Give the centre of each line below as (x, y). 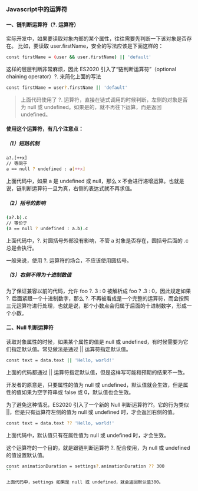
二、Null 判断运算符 (30, 327)
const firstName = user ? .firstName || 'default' (67, 88)
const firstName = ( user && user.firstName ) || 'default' (79, 57)
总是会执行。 (22, 248)
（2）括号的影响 (26, 203)
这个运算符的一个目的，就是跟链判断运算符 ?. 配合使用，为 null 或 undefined (98, 447)
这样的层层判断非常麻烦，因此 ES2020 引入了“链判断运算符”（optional (91, 69)
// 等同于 (17, 164)
